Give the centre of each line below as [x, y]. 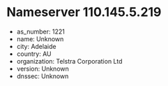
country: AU [34, 54]
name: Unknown [40, 38]
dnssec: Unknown [43, 76]
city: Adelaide [36, 46]
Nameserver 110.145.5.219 [84, 12]
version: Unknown [43, 69]
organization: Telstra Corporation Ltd [69, 61]
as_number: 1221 [41, 31]
